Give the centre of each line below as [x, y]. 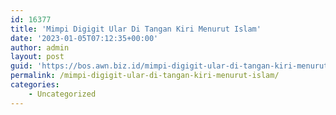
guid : [21, 66]
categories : [35, 85]
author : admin [40, 47]
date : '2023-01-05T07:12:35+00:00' [84, 38]
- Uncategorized [62, 94]
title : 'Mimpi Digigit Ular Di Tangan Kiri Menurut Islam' [136, 29]
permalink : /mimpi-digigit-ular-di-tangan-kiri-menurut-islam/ [145, 76]
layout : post [37, 57]
